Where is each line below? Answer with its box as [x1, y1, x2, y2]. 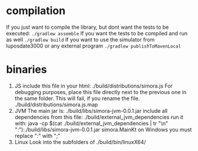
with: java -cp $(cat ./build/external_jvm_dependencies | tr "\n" [14, 119, 169, 127]
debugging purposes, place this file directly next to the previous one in [14, 88, 187, 95]
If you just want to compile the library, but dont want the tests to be [6, 24, 169, 31]
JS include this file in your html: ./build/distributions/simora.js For [14, 82, 173, 89]
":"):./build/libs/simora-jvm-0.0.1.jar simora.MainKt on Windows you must [14, 126, 192, 133]
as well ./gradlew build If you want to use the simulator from [6, 36, 155, 43]
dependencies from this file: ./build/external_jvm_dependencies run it [14, 113, 184, 120]
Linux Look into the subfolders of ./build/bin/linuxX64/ [14, 138, 146, 145]
